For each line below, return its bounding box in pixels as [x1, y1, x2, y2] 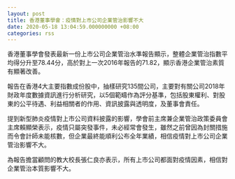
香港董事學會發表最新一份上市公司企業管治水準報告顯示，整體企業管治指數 [7, 50, 222, 58]
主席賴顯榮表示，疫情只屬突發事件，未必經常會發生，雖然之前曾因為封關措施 [7, 123, 228, 131]
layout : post [7, 10, 45, 17]
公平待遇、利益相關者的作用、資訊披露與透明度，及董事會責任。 [19, 99, 204, 108]
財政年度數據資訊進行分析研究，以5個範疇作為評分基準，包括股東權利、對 [7, 91, 220, 99]
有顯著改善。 [7, 67, 44, 76]
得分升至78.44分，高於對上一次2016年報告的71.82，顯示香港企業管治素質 [13, 59, 225, 67]
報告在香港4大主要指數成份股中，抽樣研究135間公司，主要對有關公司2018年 [7, 82, 225, 91]
